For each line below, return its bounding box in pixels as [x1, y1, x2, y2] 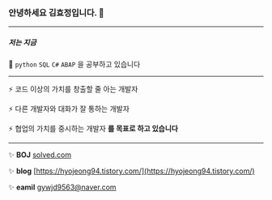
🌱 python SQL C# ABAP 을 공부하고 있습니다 [8, 59, 141, 70]
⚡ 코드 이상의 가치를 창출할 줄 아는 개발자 [8, 84, 138, 94]
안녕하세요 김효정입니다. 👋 [8, 6, 105, 18]
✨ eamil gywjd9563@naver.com [8, 182, 117, 192]
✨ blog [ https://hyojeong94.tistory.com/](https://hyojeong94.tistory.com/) [8, 166, 255, 176]
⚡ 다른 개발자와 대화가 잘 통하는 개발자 [8, 104, 130, 114]
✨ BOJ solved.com [8, 150, 71, 160]
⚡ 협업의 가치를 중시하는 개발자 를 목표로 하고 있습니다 [8, 124, 178, 134]
